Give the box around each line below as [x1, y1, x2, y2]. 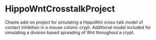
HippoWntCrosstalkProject [5, 3, 115, 14]
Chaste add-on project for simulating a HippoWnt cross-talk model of [5, 19, 143, 25]
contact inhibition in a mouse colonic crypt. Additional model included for [5, 24, 151, 30]
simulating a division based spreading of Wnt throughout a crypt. [5, 29, 135, 35]
